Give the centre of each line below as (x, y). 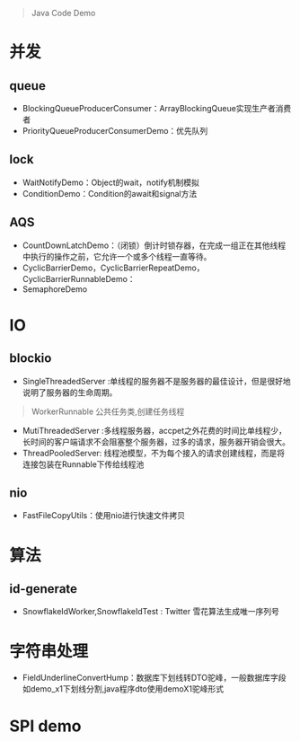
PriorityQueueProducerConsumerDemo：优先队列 (115, 131)
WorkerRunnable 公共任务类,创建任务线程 (108, 411)
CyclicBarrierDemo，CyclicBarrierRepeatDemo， (113, 268)
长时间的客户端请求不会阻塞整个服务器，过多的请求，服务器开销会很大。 (156, 441)
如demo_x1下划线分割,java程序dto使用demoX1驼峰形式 (123, 689)
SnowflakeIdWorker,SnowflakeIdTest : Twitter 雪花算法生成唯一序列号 (151, 612)
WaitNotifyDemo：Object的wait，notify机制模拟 (111, 182)
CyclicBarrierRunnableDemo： (79, 278)
